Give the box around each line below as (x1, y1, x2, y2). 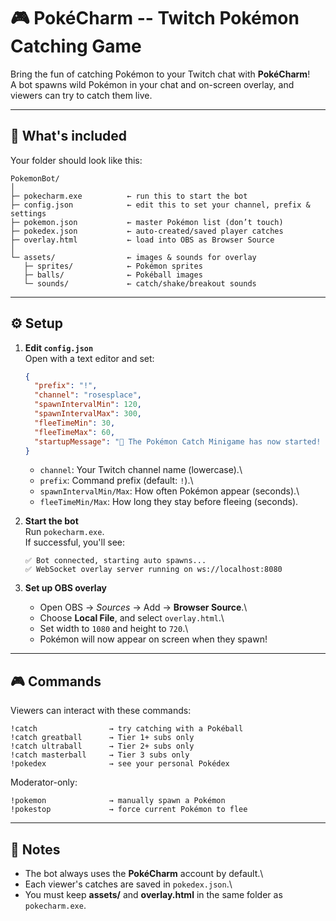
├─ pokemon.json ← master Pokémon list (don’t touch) (10, 217, 284, 227)
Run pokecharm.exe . (24, 526, 105, 538)
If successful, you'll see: (24, 536, 126, 549)
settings (10, 208, 47, 219)
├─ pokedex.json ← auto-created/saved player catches (10, 226, 284, 236)
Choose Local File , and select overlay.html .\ (39, 612, 225, 624)
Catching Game (10, 35, 142, 58)
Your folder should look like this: (10, 154, 143, 166)
